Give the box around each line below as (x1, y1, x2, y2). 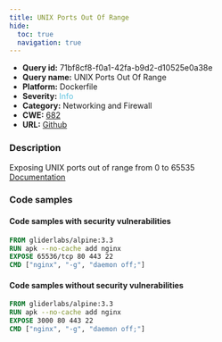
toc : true (17, 29, 53, 38)
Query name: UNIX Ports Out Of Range (21, 72, 167, 83)
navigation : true (17, 38, 82, 47)
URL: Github (21, 120, 68, 130)
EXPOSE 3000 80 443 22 (9, 316, 94, 326)
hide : (9, 21, 29, 30)
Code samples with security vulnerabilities (9, 216, 171, 227)
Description (9, 142, 62, 154)
